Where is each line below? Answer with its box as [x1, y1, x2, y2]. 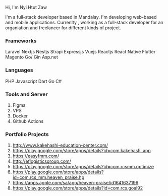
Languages [5, 67, 34, 74]
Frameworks [5, 37, 37, 44]
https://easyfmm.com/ [12, 153, 60, 159]
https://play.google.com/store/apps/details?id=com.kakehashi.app [12, 148, 151, 154]
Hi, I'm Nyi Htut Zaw [5, 5, 47, 10]
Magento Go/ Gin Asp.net [5, 54, 58, 60]
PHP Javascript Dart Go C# [5, 78, 62, 84]
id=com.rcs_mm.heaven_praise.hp [12, 174, 85, 180]
